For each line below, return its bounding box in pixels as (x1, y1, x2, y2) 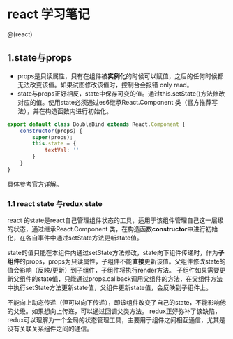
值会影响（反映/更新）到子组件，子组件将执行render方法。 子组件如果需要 (7, 266, 220, 275)
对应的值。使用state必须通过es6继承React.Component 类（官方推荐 (17, 98, 212, 106)
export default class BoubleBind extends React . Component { (7, 120, 186, 128)
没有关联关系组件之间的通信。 (7, 324, 93, 333)
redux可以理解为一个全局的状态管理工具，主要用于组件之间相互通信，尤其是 (7, 316, 225, 324)
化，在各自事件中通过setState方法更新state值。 (7, 233, 143, 242)
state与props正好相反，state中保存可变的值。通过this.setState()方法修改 (17, 89, 225, 98)
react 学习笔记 (7, 6, 91, 22)
